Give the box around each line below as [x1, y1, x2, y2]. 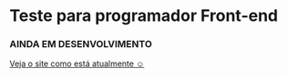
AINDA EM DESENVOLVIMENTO [9, 38, 153, 51]
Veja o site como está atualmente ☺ [9, 58, 145, 69]
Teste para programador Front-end [9, 5, 279, 26]
